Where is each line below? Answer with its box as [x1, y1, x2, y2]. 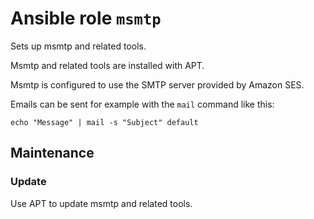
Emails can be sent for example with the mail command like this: [10, 98, 275, 110]
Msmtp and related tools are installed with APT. [10, 59, 205, 71]
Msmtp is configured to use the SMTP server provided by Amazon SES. [10, 78, 305, 91]
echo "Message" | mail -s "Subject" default [10, 117, 199, 127]
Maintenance [10, 145, 95, 162]
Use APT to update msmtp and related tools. [10, 197, 193, 209]
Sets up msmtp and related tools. [10, 40, 147, 52]
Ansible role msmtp [10, 7, 162, 30]
